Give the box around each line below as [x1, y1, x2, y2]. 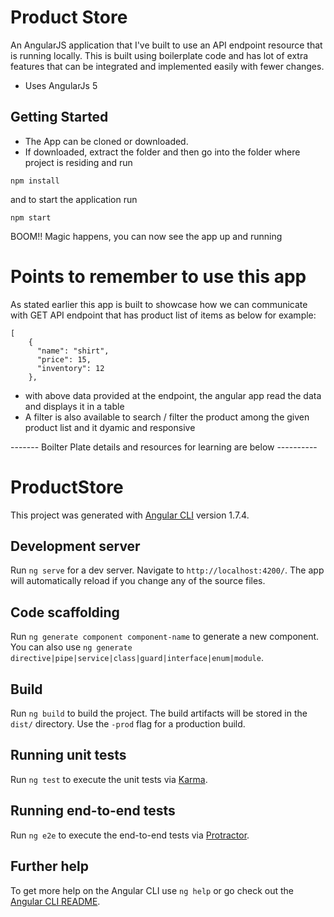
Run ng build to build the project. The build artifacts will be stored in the [10, 707, 308, 720]
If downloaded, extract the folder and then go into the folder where [24, 146, 301, 158]
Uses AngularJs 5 [24, 79, 98, 91]
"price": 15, [36, 354, 92, 365]
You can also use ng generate [10, 641, 133, 653]
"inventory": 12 [36, 363, 105, 373]
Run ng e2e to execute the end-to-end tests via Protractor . [10, 829, 250, 841]
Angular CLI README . [10, 895, 101, 907]
